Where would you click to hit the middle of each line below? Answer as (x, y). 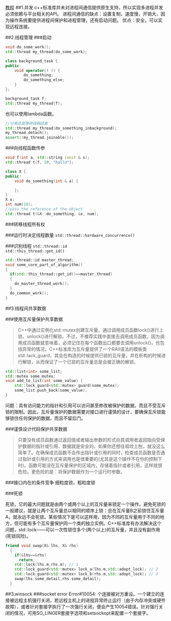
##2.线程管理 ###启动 (28, 37)
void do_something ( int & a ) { (47, 181)
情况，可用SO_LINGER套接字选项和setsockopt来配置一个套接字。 (82, 613)
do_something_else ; (44, 80)
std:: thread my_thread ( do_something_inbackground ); (61, 128)
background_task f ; (26, 98)
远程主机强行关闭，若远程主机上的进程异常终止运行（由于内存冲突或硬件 (90, 600)
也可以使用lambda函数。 (31, 114)
